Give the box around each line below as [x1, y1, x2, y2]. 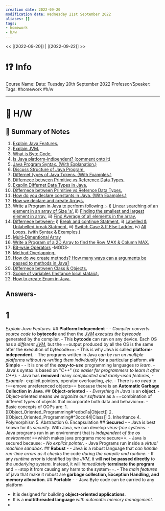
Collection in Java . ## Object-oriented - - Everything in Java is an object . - [5, 388, 160, 394]
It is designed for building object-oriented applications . [12, 491, 126, 497]
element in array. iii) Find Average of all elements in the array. [12, 213, 137, 219]
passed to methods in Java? [12, 260, 70, 266]
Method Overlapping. [12, 249, 56, 255]
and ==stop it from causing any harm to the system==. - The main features [5, 466, 157, 472]
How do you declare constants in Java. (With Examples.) [12, 192, 127, 198]
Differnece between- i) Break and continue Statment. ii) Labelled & [12, 219, 147, 224]
